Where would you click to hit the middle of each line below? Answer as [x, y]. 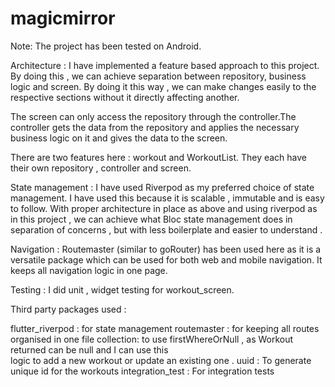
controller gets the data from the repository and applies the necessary [155, 127]
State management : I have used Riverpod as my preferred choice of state [162, 187]
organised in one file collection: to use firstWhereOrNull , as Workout [152, 339]
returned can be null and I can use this [89, 349]
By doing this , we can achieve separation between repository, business [158, 76]
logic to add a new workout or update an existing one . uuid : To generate [161, 360]
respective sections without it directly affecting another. [125, 97]
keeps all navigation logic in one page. [89, 270]
